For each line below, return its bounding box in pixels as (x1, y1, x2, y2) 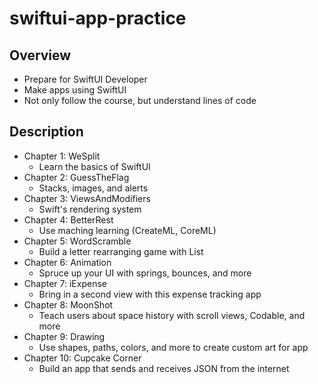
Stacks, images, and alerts (38, 182, 149, 194)
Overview (9, 47, 72, 64)
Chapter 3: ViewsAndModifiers (23, 192, 151, 204)
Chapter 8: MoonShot (23, 298, 114, 311)
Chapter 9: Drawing (23, 330, 106, 342)
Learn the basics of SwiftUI (38, 160, 151, 172)
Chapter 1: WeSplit (23, 150, 101, 162)
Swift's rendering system (38, 203, 142, 215)
